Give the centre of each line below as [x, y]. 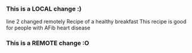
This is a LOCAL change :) [44, 9]
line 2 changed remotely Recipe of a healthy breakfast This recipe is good [96, 22]
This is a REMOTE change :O [48, 43]
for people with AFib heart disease [48, 28]
